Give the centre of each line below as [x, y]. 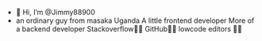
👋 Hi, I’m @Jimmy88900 [55, 12]
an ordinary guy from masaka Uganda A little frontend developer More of [135, 20]
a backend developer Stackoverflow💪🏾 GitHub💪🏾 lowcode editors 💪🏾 [129, 29]
